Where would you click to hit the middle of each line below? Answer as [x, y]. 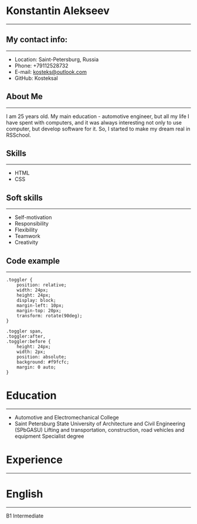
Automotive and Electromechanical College [67, 417]
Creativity [26, 243]
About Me [24, 97]
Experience [34, 460]
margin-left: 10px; [40, 305]
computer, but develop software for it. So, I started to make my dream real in [98, 129]
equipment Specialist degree [49, 436]
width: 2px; [31, 352]
